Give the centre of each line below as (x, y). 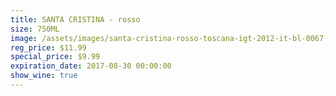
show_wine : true (44, 76)
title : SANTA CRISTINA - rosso (75, 19)
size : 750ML (35, 29)
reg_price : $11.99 (48, 47)
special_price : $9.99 (55, 57)
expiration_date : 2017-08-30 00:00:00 (91, 66)
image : (24, 38)
